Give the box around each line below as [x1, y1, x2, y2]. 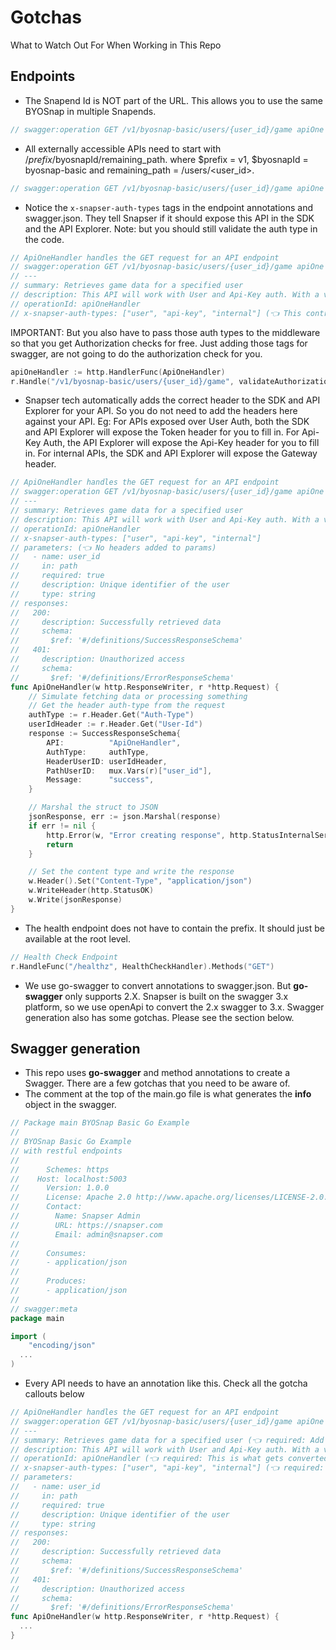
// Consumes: [10, 1248, 87, 1258]
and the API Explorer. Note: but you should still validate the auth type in [24, 222, 318, 235]
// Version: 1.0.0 [10, 1183, 110, 1193]
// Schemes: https [10, 1164, 110, 1175]
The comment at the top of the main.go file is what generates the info [24, 1088, 312, 1100]
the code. [24, 233, 65, 245]
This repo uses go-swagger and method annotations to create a [24, 1067, 291, 1079]
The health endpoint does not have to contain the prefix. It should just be [24, 922, 325, 934]
